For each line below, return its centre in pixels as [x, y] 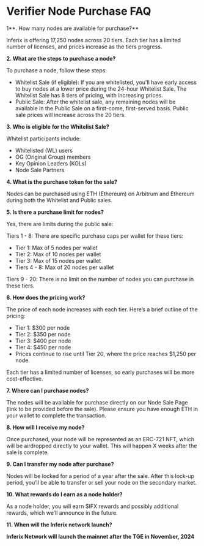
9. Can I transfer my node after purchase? [60, 464]
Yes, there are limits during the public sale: [60, 224]
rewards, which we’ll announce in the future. [62, 512]
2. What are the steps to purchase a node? [61, 58]
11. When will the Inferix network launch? [59, 525]
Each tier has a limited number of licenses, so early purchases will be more [100, 372]
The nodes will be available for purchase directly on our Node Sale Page [97, 402]
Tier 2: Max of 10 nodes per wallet [58, 254]
